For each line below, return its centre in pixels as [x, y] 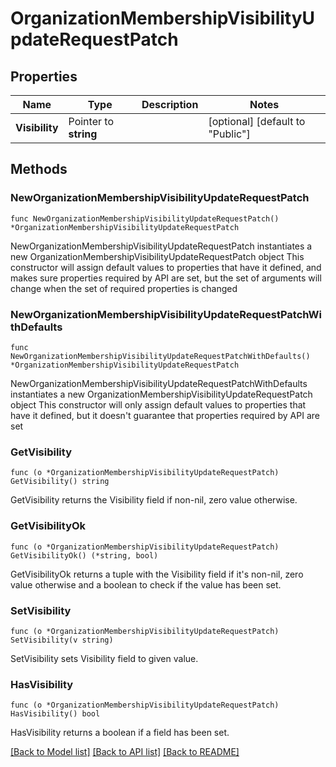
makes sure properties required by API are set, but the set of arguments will [166, 278]
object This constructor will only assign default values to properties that [158, 404]
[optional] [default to [257, 121]
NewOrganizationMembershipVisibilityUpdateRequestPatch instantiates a [161, 246]
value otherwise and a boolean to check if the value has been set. [146, 584]
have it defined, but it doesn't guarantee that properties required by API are [165, 415]
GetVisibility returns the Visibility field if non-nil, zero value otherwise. [154, 500]
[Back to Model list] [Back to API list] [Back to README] [125, 752]
